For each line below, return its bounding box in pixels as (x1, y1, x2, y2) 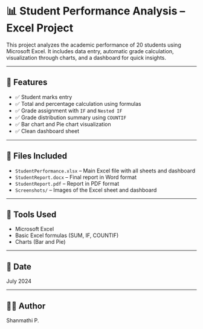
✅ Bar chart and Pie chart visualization (14, 120, 111, 128)
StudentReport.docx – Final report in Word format (14, 173, 137, 181)
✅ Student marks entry (14, 93, 72, 100)
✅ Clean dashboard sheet (14, 127, 80, 134)
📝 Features (6, 77, 48, 88)
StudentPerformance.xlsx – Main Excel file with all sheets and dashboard (14, 167, 196, 174)
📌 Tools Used (6, 209, 57, 220)
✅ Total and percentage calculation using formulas (14, 100, 141, 107)
